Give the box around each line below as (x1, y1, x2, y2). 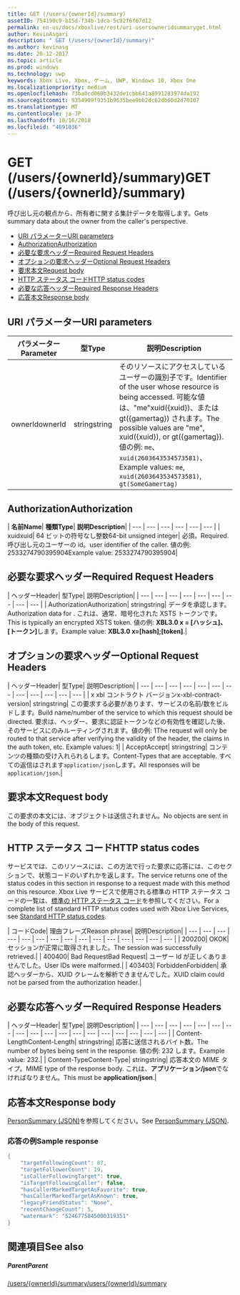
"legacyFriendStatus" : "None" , (20, 1199, 114, 1206)
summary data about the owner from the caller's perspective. (7, 217, 188, 226)
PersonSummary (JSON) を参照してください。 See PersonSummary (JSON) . (7, 1116, 229, 1125)
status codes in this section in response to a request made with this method (7, 879, 230, 888)
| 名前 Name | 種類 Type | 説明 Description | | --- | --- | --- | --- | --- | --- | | (7, 522, 220, 531)
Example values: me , (119, 462, 186, 472)
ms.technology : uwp (7, 70, 66, 77)
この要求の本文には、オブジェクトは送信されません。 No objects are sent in (7, 811, 229, 820)
